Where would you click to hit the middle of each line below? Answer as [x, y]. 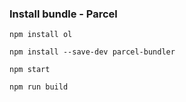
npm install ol [41, 35]
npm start [30, 70]
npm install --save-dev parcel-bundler [92, 52]
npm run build [39, 87]
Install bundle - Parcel [63, 14]
